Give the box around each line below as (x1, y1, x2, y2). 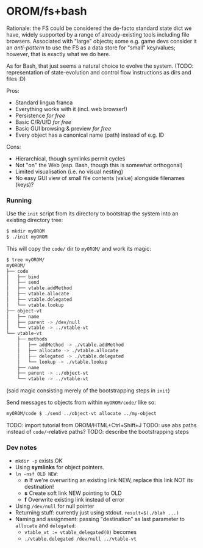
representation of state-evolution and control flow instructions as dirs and (6, 68, 191, 76)
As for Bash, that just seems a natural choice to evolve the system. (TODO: (6, 62, 194, 70)
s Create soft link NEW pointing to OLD (24, 489, 122, 497)
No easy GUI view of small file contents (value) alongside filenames (15, 174, 185, 181)
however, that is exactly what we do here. (6, 50, 111, 57)
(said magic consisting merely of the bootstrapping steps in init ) (6, 387, 170, 394)
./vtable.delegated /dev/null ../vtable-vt (24, 536, 137, 543)
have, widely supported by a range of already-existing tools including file (6, 31, 190, 38)
